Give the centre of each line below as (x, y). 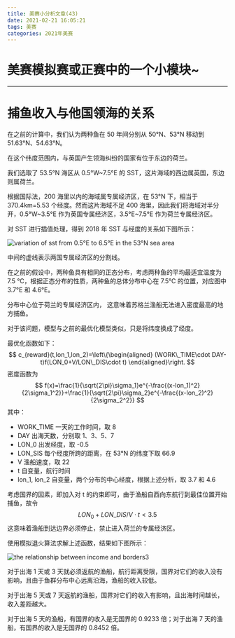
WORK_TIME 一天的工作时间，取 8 (67, 427)
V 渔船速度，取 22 (43, 462)
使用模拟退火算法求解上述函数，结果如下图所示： (78, 543)
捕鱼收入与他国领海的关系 (81, 114)
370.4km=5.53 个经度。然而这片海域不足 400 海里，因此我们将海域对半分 (113, 205)
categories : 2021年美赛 (40, 33)
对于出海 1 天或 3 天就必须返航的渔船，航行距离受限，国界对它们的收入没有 (115, 571)
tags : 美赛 (22, 27)
